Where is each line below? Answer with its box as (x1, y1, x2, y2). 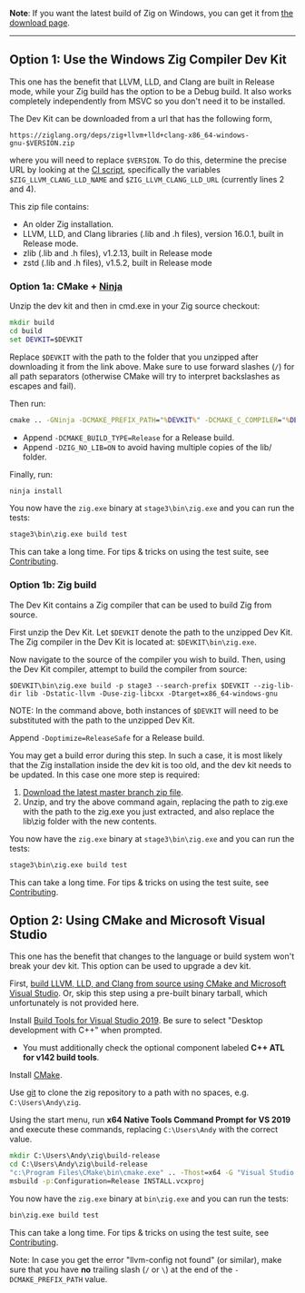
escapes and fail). (9, 380, 76, 391)
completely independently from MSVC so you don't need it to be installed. (9, 95, 286, 106)
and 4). (9, 183, 36, 194)
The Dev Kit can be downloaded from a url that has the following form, (9, 113, 273, 123)
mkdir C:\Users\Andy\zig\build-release (9, 1151, 161, 1160)
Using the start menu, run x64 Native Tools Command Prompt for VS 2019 (9, 1114, 291, 1125)
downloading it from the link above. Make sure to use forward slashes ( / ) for (9, 360, 295, 371)
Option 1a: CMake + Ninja (9, 280, 123, 292)
